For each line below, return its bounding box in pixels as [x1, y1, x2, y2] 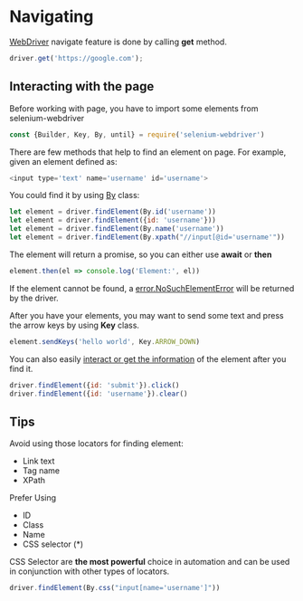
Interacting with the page [9, 79, 155, 94]
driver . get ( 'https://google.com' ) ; [9, 53, 144, 62]
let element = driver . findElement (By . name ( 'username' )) [9, 224, 224, 234]
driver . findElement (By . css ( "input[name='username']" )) [9, 584, 221, 593]
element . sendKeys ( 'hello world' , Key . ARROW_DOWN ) [9, 337, 201, 346]
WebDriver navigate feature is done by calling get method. [9, 36, 228, 47]
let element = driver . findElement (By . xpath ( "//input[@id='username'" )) [9, 233, 285, 242]
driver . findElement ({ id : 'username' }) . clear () [9, 389, 188, 398]
